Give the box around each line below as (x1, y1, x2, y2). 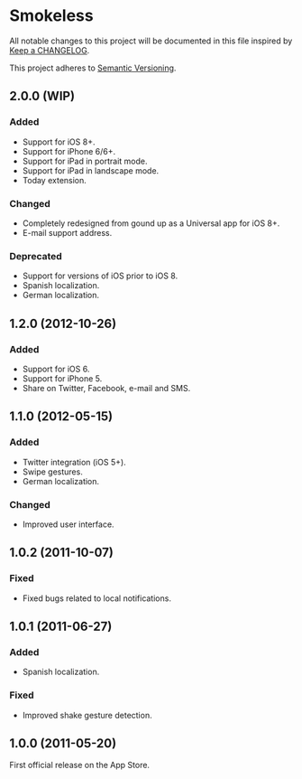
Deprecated (9, 249, 63, 262)
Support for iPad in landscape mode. (22, 164, 160, 176)
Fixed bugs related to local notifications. (22, 593, 171, 604)
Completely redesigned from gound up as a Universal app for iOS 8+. (22, 218, 280, 229)
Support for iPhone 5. (22, 372, 103, 384)
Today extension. (22, 174, 87, 185)
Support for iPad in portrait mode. (22, 155, 148, 166)
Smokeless (9, 5, 94, 26)
